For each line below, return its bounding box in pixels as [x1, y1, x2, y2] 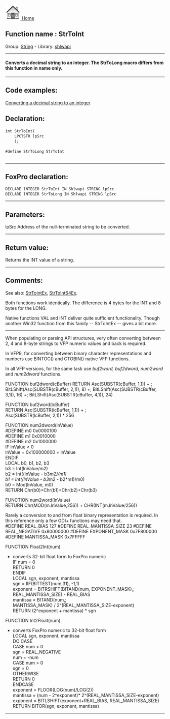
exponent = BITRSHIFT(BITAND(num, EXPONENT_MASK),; [12, 586, 135, 592]
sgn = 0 [12, 665, 29, 671]
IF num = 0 [12, 559, 35, 565]
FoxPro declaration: [5, 172, 68, 181]
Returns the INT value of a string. [5, 257, 74, 263]
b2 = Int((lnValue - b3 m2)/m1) [5, 471, 67, 477]
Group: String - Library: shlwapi [5, 43, 71, 49]
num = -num [12, 654, 39, 660]
